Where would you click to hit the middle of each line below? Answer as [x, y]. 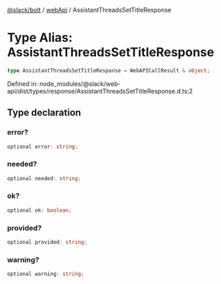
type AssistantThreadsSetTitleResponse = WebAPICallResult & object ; [109, 70]
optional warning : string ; [46, 274]
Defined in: [23, 84]
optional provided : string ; [47, 242]
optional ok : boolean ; [39, 210]
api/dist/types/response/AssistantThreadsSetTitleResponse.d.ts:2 [100, 91]
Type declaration [44, 113]
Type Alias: [40, 38]
